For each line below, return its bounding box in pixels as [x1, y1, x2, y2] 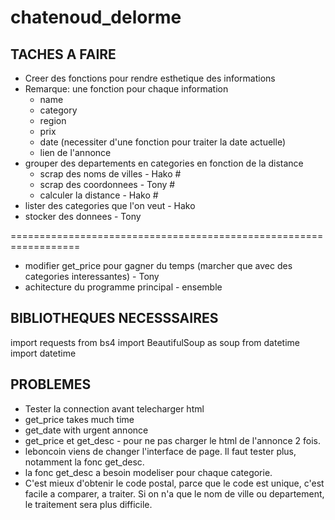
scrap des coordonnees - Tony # [39, 179, 176, 190]
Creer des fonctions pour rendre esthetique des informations [24, 72, 276, 84]
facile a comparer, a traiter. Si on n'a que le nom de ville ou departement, [24, 487, 325, 500]
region [39, 115, 67, 126]
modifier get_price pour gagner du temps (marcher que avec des [24, 260, 293, 271]
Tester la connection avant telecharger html [24, 402, 205, 415]
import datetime [10, 347, 77, 359]
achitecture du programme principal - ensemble [24, 281, 223, 293]
